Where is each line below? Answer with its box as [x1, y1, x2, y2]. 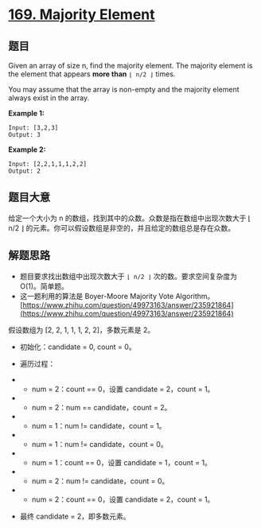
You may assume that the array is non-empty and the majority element [8, 85, 240, 94]
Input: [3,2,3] [8, 124, 59, 132]
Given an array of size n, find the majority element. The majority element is [8, 61, 253, 70]
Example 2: [8, 145, 46, 154]
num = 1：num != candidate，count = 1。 [31, 421, 166, 430]
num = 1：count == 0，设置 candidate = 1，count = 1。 [31, 457, 212, 467]
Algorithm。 [175, 291, 215, 301]
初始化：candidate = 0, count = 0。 [19, 342, 137, 351]
